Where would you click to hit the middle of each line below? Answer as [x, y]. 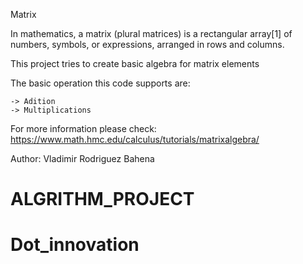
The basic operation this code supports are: [100, 83]
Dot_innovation [75, 245]
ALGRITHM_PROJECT [102, 199]
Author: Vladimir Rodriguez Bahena [82, 158]
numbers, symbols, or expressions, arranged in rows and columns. [147, 44]
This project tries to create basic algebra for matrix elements [135, 63]
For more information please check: [83, 128]
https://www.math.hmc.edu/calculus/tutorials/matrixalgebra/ [135, 139]
